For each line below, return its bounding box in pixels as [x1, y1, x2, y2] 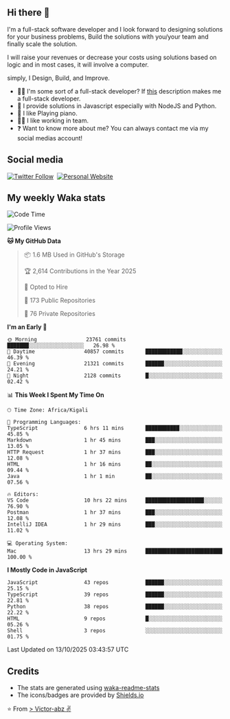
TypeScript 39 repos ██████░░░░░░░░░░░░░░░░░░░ [7, 591, 223, 599]
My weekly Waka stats [7, 192, 106, 204]
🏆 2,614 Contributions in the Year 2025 [23, 267, 137, 275]
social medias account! [16, 133, 83, 142]
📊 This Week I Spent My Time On [7, 391, 104, 399]
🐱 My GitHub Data [7, 237, 62, 245]
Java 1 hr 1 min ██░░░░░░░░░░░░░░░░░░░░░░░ [7, 473, 223, 480]
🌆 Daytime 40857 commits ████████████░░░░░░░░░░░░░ [7, 348, 223, 355]
